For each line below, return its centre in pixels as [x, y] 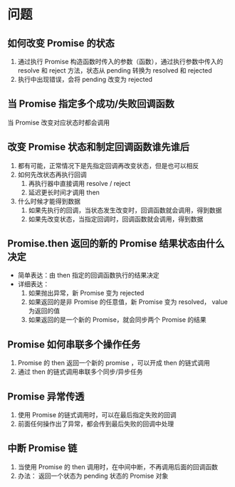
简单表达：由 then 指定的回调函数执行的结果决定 [88, 276]
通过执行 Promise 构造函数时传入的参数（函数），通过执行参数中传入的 [120, 62]
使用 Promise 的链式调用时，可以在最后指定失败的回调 [97, 415]
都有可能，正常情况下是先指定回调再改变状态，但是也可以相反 [108, 165]
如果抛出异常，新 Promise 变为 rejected [86, 293]
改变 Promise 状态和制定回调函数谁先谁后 [99, 147]
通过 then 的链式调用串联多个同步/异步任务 [80, 372]
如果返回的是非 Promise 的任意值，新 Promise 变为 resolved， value [128, 302]
